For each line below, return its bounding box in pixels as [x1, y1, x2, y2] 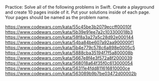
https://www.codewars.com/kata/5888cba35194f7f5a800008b [5, 50, 133, 56]
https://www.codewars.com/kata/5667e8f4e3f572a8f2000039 [5, 55, 133, 61]
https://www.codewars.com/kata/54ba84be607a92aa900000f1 [5, 40, 134, 45]
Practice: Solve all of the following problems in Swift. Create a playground [5, 4, 155, 10]
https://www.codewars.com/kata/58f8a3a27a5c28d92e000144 [5, 34, 134, 40]
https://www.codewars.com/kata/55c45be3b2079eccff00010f [5, 24, 132, 30]
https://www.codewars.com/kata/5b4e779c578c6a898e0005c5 [5, 45, 135, 50]
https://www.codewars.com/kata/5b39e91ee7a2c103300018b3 [5, 29, 133, 35]
